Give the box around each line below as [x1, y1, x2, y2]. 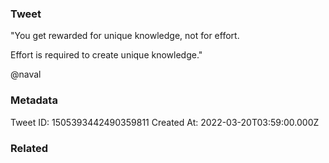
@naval [10, 68, 42, 81]
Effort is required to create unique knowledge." [10, 49, 203, 61]
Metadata [10, 93, 58, 107]
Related [10, 141, 49, 155]
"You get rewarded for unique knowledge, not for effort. [10, 30, 240, 42]
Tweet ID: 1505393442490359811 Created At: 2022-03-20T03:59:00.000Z [10, 116, 320, 128]
